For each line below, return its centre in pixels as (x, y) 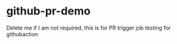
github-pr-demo (48, 11)
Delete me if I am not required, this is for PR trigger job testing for (89, 28)
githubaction (22, 34)
